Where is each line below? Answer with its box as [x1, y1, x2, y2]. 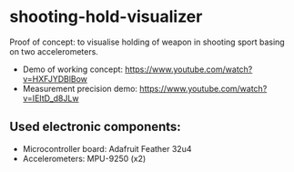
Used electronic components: [9, 119, 182, 135]
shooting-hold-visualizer [9, 6, 203, 27]
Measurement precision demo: [22, 83, 138, 94]
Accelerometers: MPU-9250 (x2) [22, 153, 147, 164]
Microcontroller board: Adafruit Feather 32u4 [22, 143, 192, 154]
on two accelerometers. [9, 46, 98, 56]
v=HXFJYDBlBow [22, 73, 88, 84]
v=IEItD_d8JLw [22, 93, 79, 104]
